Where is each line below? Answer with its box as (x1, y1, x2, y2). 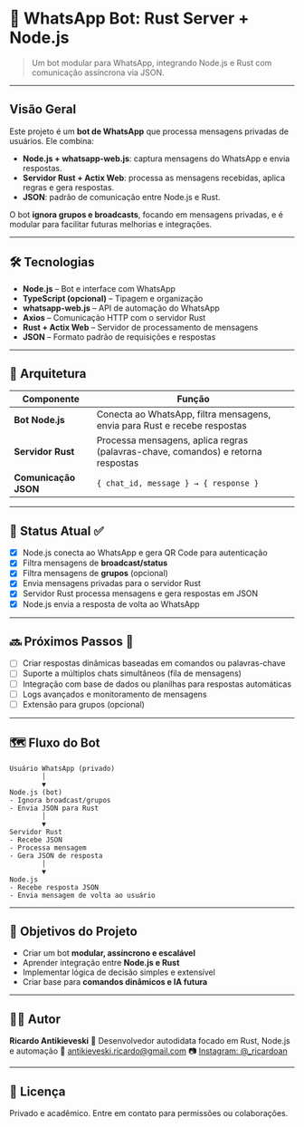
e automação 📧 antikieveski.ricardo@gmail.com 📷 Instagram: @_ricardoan (9, 1045, 288, 1056)
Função (176, 393, 210, 406)
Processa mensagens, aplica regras (96, 434, 249, 447)
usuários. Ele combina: (9, 135, 95, 146)
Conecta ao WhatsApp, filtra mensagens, (96, 408, 271, 420)
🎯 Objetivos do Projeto (9, 923, 138, 939)
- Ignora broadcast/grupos (9, 795, 111, 804)
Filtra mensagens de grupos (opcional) (22, 568, 169, 579)
